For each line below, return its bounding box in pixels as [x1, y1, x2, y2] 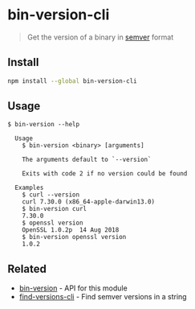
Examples [14, 183, 44, 192]
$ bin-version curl [22, 205, 87, 213]
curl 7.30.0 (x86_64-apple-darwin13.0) [22, 198, 156, 206]
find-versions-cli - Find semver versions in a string [18, 292, 187, 302]
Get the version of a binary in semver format [26, 32, 174, 42]
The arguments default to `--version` [22, 155, 152, 164]
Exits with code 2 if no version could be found [22, 170, 188, 178]
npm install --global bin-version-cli [7, 76, 137, 85]
